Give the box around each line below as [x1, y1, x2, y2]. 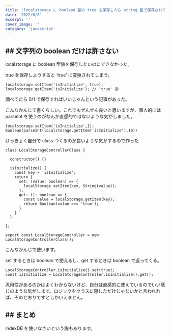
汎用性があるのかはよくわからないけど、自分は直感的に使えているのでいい [5, 281, 161, 288]
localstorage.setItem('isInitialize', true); [5, 82, 103, 87]
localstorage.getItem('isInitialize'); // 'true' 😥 [5, 86, 119, 92]
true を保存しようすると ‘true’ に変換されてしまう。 [5, 72, 113, 78]
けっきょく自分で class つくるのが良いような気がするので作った [5, 137, 139, 143]
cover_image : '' [5, 21, 40, 27]
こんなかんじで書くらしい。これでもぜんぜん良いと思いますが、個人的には [5, 107, 161, 113]
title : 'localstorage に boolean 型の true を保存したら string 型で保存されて [5, 7, 166, 13]
